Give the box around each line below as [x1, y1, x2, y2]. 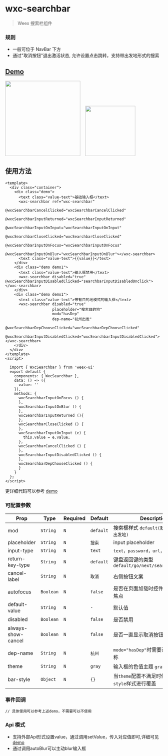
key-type [7, 561, 30, 568]
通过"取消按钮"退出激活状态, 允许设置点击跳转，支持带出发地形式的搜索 [12, 53, 159, 59]
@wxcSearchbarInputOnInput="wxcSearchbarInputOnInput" [5, 225, 122, 230]
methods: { [14, 391, 37, 396]
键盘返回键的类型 [113, 556, 153, 563]
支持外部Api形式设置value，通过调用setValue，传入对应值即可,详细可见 [12, 733, 159, 739]
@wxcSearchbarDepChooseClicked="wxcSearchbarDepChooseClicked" [5, 325, 140, 330]
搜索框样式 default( [113, 524, 160, 531]
